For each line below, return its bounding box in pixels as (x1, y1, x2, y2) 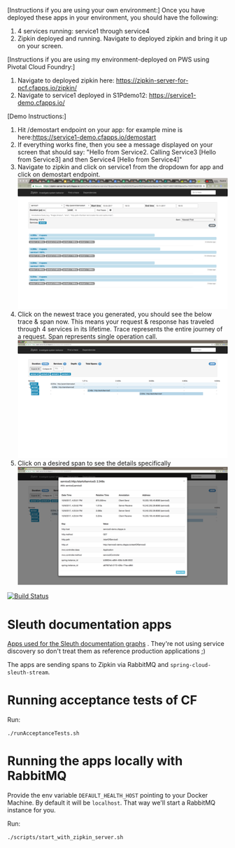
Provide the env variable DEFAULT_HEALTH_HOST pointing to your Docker (7, 791, 208, 800)
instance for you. (7, 806, 56, 814)
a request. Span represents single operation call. (17, 332, 157, 341)
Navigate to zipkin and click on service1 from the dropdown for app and (17, 163, 224, 171)
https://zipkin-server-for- (115, 76, 189, 85)
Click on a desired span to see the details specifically (17, 459, 171, 468)
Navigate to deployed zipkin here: (17, 76, 115, 85)
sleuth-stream (7, 669, 49, 677)
